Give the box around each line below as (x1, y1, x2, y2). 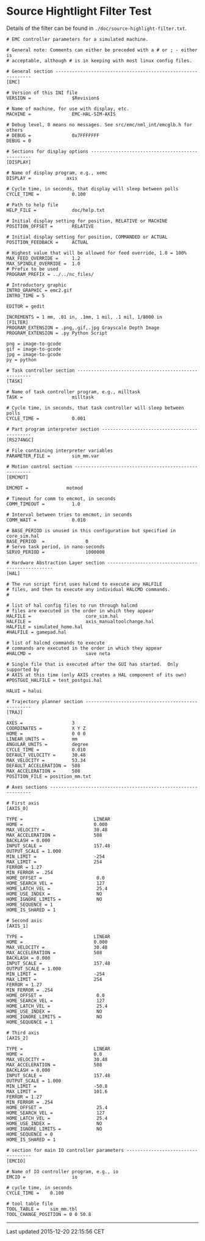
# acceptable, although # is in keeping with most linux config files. (6, 57, 192, 63)
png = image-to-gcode (6, 341, 62, 347)
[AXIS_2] (6, 1035, 29, 1041)
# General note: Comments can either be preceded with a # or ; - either (6, 47, 198, 53)
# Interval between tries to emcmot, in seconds (6, 512, 132, 518)
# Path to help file (6, 201, 59, 208)
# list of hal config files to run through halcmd (6, 602, 138, 609)
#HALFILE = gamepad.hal (6, 629, 67, 635)
